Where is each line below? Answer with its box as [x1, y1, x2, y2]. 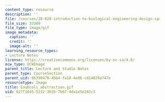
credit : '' [9, 39, 32, 44]
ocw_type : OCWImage [5, 62, 45, 67]
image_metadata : [5, 30, 38, 35]
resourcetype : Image [5, 80, 48, 85]
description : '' [5, 12, 38, 17]
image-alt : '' [9, 44, 38, 49]
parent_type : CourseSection [5, 71, 63, 76]
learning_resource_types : [5, 48, 58, 53]
